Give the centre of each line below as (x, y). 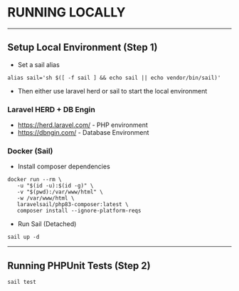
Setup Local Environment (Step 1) (83, 47)
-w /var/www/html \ (46, 198)
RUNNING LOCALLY (67, 12)
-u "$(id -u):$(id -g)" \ (55, 186)
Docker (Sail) (30, 150)
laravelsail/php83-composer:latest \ (73, 205)
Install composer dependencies (64, 167)
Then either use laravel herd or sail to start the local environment (112, 91)
